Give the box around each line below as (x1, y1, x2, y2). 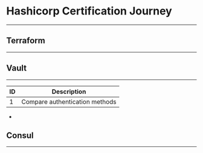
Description (51, 87, 86, 96)
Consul (6, 130, 34, 140)
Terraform (6, 36, 45, 46)
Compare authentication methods (21, 98, 117, 106)
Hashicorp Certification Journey (6, 4, 172, 18)
